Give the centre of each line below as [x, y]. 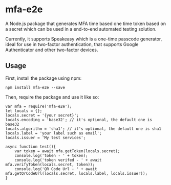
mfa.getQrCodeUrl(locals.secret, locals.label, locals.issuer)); [76, 173]
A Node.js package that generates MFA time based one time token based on [86, 24]
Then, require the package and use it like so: [52, 97]
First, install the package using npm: [44, 78]
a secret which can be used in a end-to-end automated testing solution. [81, 29]
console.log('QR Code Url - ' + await [56, 169]
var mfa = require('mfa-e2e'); [39, 106]
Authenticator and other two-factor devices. [52, 50]
